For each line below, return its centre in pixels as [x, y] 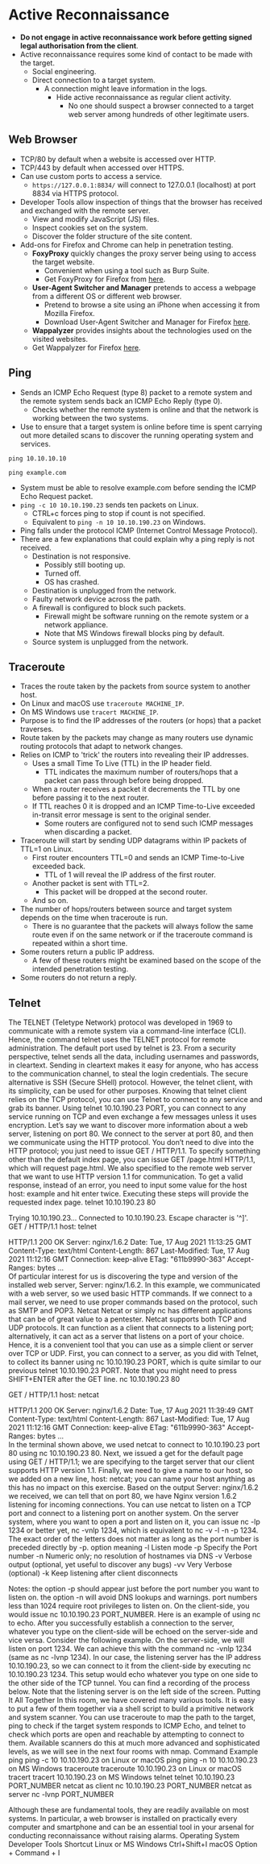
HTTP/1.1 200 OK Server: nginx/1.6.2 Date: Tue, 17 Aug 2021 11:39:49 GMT [131, 1410]
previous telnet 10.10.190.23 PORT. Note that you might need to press [123, 1371]
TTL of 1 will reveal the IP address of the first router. [130, 875]
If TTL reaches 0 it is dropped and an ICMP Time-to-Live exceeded [143, 806]
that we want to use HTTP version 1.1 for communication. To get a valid [126, 1177]
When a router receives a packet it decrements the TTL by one [136, 789]
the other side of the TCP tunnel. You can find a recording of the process [129, 1683]
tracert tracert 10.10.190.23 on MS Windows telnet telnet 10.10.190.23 [122, 1777]
